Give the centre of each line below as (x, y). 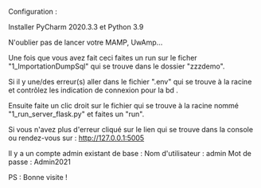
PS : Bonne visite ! (38, 177)
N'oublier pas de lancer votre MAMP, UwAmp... (86, 42)
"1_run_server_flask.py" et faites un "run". (76, 114)
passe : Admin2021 (40, 162)
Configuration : (33, 12)
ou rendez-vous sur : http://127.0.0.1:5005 (76, 138)
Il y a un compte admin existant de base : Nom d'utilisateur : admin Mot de (130, 153)
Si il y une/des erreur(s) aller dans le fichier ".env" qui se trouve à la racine (130, 82)
